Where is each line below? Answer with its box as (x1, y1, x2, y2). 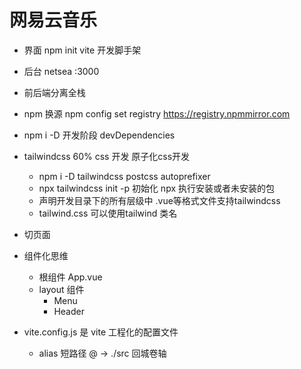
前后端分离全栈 (23, 86, 86, 98)
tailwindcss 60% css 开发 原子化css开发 (23, 150, 191, 162)
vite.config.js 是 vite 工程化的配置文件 (23, 326, 179, 338)
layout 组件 (38, 283, 85, 295)
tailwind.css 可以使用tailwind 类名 (38, 207, 178, 219)
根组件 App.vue (38, 271, 103, 283)
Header (53, 305, 85, 317)
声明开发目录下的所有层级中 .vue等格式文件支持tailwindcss (38, 194, 281, 206)
